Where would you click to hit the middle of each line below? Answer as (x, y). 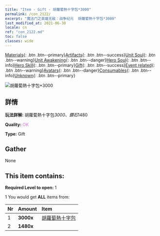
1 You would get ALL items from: (37, 197)
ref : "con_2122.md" (25, 32)
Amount (27, 209)
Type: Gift (15, 134)
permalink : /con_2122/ (28, 14)
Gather (16, 149)
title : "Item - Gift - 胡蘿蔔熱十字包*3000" (48, 9)
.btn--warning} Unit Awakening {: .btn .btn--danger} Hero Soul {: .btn (72, 60)
